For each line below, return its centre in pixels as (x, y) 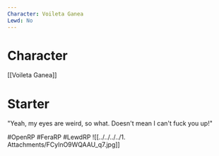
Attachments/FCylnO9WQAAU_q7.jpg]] (64, 145)
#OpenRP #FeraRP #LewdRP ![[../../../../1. (66, 137)
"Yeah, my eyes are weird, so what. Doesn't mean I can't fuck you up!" (110, 123)
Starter (28, 104)
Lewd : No (20, 21)
